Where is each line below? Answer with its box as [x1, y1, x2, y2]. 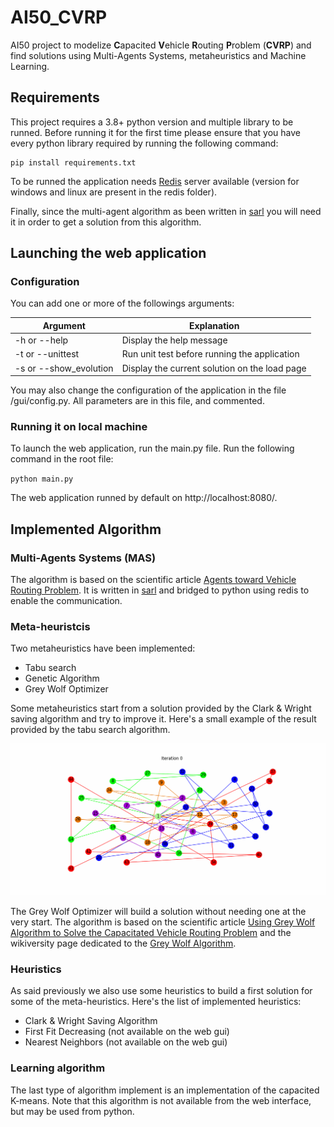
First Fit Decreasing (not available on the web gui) [24, 1026, 230, 1038]
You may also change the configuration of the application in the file [10, 384, 287, 396]
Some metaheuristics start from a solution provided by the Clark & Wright [10, 702, 312, 715]
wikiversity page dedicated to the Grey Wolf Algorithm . [10, 937, 237, 950]
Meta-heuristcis [10, 620, 91, 634]
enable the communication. [10, 595, 123, 607]
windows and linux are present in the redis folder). [10, 186, 218, 198]
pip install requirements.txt [10, 157, 137, 168]
